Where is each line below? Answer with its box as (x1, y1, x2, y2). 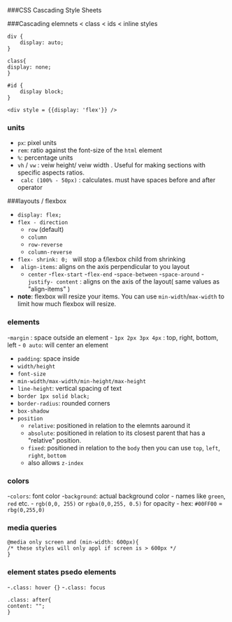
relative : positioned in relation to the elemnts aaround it (27, 421, 191, 429)
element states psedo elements (7, 567, 117, 577)
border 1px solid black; (17, 392, 90, 400)
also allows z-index (27, 458, 84, 466)
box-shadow (17, 408, 50, 415)
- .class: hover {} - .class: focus (7, 583, 106, 591)
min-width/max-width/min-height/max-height (17, 378, 147, 385)
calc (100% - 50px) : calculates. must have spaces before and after (20, 176, 216, 184)
